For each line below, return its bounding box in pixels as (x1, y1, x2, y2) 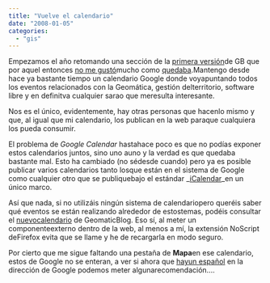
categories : (8, 27, 49, 35)
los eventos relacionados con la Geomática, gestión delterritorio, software (8, 82, 255, 92)
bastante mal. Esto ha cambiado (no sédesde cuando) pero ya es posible (8, 157, 251, 167)
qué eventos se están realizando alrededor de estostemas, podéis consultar (8, 207, 261, 217)
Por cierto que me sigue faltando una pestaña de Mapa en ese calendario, (8, 248, 254, 258)
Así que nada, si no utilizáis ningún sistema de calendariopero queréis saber (8, 198, 262, 208)
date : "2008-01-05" (8, 19, 74, 27)
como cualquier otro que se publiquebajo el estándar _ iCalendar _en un (8, 174, 244, 184)
